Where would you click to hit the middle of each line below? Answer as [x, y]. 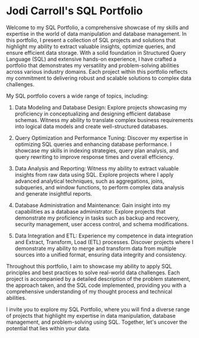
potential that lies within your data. [48, 328]
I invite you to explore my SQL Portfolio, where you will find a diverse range [98, 309]
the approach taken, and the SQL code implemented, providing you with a [97, 285]
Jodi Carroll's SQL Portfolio [75, 11]
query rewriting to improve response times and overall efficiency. [94, 157]
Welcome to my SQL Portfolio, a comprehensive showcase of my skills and [97, 27]
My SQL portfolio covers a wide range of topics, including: [77, 96]
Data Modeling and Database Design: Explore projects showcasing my [101, 107]
